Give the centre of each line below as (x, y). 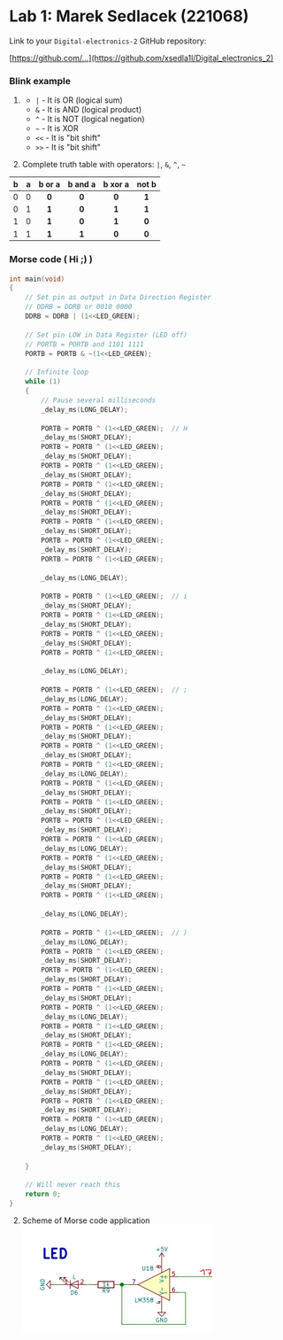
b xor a (116, 184)
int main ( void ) (37, 279)
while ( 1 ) (43, 382)
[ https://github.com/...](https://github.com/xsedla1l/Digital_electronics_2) (141, 58)
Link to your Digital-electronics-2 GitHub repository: (108, 41)
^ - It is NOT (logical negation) (90, 119)
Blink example (40, 81)
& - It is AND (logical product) (88, 110)
